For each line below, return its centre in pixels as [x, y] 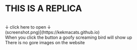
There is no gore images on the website [45, 42]
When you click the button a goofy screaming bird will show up [68, 37]
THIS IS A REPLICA [44, 8]
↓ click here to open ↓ [28, 27]
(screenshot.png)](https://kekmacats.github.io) [52, 32]
